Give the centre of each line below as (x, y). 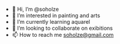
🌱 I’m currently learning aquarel (51, 22)
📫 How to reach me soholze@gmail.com (63, 35)
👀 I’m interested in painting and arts (56, 15)
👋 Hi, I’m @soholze (35, 9)
